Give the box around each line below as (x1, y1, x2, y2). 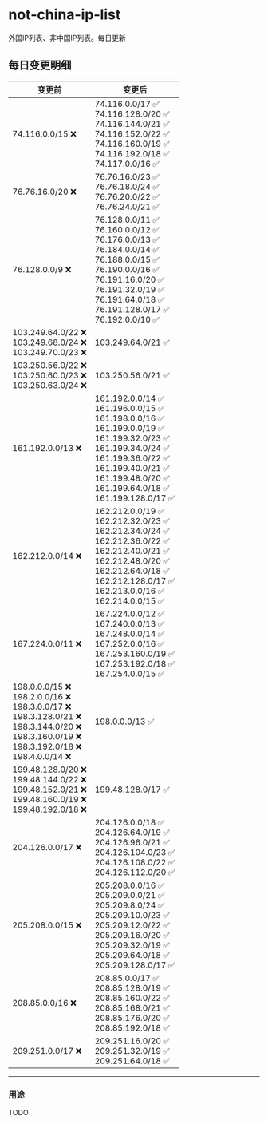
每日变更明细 (8, 58, 72, 73)
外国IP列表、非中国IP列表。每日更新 (8, 33, 126, 42)
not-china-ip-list (8, 6, 121, 24)
